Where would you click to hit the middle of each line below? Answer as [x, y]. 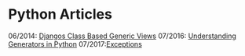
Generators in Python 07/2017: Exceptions [75, 44]
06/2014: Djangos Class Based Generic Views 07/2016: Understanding [122, 36]
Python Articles [60, 14]
